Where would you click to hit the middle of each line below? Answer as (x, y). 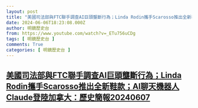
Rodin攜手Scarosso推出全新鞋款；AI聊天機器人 (93, 86)
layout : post (22, 12)
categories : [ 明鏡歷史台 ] (38, 50)
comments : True (25, 45)
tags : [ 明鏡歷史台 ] (30, 39)
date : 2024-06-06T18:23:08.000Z (46, 22)
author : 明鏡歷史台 (28, 28)
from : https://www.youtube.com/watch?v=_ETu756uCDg (71, 34)
